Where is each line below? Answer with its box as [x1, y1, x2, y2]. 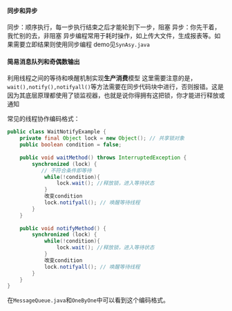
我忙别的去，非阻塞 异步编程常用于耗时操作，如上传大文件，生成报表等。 [7, 32, 215, 40]
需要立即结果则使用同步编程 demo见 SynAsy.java [12, 40, 151, 48]
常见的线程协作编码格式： [7, 115, 80, 123]
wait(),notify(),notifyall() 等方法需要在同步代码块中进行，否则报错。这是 [7, 83, 224, 91]
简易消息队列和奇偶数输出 [7, 57, 80, 66]
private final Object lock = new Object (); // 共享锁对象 [19, 135, 185, 142]
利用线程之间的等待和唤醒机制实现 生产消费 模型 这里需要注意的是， [7, 74, 197, 82]
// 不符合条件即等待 [41, 167, 92, 174]
